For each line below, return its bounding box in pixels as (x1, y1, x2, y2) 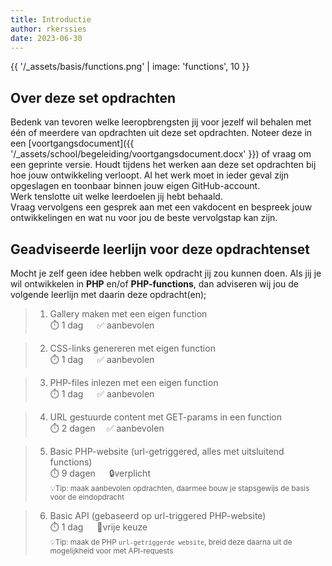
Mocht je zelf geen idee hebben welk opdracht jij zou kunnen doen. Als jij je (10, 267, 322, 279)
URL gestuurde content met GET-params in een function (49, 411, 282, 423)
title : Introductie (10, 14, 92, 25)
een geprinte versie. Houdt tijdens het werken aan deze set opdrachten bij (10, 159, 317, 171)
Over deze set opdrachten (10, 89, 177, 106)
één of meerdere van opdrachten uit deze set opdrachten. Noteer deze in (10, 127, 313, 139)
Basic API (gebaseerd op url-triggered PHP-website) (49, 510, 267, 521)
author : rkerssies (10, 24, 87, 34)
